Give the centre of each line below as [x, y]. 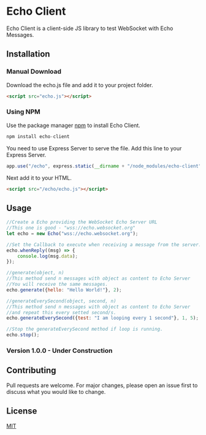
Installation [28, 54]
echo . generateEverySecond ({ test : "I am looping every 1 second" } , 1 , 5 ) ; [103, 318]
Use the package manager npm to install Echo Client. [74, 125]
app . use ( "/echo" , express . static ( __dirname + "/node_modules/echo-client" [104, 166]
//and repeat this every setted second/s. [61, 312]
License [22, 411]
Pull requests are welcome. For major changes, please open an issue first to [102, 385]
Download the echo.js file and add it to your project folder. [80, 85]
